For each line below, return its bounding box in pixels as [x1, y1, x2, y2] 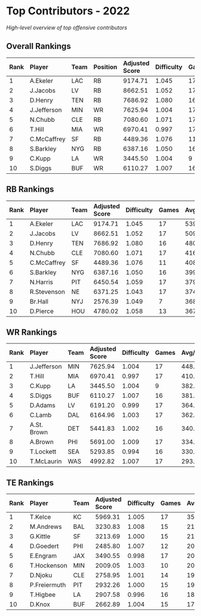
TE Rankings [6, 477, 54, 488]
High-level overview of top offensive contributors [6, 24, 127, 31]
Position [93, 63, 118, 71]
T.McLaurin [29, 457, 62, 465]
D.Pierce [29, 307, 54, 315]
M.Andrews [29, 523, 62, 531]
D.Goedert [29, 542, 59, 550]
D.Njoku [29, 571, 53, 580]
